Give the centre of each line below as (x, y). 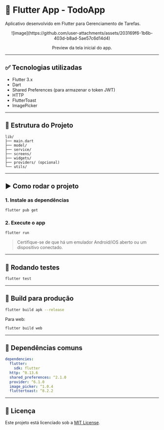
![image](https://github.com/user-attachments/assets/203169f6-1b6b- (82, 33)
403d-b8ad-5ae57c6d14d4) (82, 38)
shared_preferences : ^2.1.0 (38, 377)
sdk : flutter (27, 368)
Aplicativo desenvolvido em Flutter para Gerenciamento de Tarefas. (73, 23)
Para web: (15, 319)
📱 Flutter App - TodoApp (55, 10)
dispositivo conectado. (40, 248)
